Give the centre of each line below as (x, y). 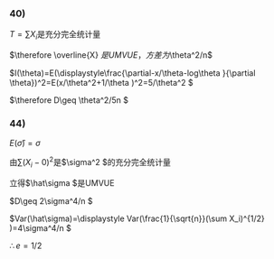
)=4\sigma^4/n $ (41, 227)
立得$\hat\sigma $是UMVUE (62, 182)
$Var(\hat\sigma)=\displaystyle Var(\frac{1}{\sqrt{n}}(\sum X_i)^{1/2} (137, 218)
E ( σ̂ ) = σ (25, 143)
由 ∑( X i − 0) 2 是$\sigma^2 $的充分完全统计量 (90, 162)
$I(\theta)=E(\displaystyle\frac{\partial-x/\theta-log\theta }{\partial (132, 73)
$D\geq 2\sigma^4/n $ (51, 200)
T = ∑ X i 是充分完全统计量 (55, 36)
